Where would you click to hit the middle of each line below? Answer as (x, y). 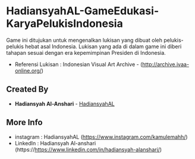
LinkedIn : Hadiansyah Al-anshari (55, 143)
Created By (27, 90)
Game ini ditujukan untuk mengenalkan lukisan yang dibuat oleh (84, 40)
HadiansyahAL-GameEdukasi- (83, 11)
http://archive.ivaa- (165, 64)
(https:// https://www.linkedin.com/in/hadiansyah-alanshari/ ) (88, 149)
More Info (24, 122)
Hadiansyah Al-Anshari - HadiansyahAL (65, 104)
